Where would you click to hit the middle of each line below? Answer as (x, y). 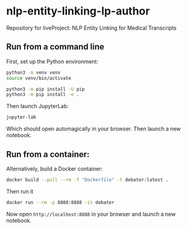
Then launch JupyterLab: (37, 106)
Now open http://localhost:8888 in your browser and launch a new (91, 214)
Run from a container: (48, 154)
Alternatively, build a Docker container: (55, 169)
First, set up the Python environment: (52, 61)
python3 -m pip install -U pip (46, 89)
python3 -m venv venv (33, 73)
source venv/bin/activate (39, 78)
